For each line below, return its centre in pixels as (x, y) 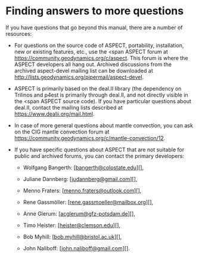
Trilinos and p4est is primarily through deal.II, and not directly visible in (101, 95)
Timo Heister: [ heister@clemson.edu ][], (71, 225)
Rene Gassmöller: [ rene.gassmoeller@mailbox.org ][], (88, 202)
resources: (19, 33)
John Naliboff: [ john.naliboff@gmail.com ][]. (77, 248)
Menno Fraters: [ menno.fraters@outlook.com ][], (82, 190)
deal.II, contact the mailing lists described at (68, 107)
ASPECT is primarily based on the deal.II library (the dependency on (98, 88)
